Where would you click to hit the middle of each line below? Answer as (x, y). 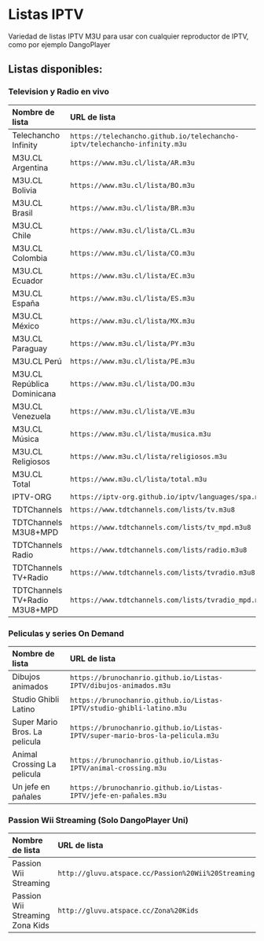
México (26, 325)
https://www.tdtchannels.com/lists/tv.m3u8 (152, 509)
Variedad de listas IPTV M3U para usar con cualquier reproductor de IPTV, (128, 36)
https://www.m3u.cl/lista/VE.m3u (132, 411)
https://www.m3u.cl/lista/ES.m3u (132, 298)
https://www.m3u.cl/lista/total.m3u (138, 479)
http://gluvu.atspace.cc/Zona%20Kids (128, 911)
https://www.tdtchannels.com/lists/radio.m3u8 (158, 550)
